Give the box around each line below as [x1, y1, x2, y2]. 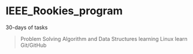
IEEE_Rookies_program [5, 4, 123, 18]
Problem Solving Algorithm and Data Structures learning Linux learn [20, 35, 188, 42]
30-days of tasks [5, 24, 48, 31]
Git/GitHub [20, 42, 47, 49]
